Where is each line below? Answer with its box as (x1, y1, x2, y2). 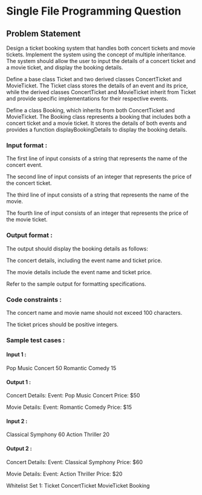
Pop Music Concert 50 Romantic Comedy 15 (6, 365, 117, 372)
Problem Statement (6, 29, 81, 39)
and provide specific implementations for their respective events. (6, 95, 169, 102)
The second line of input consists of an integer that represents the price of (6, 173, 192, 180)
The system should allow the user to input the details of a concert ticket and (6, 58, 196, 64)
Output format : (6, 231, 53, 240)
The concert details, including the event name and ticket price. (6, 257, 162, 264)
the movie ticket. (6, 216, 48, 223)
